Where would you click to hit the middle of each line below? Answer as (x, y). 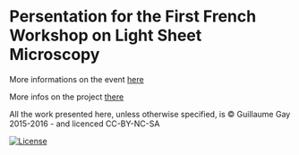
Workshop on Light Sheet (106, 35)
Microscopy (55, 55)
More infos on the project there (67, 97)
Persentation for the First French (133, 17)
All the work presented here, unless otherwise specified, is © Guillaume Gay (150, 114)
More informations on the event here (77, 79)
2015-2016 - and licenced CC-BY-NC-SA (85, 124)
